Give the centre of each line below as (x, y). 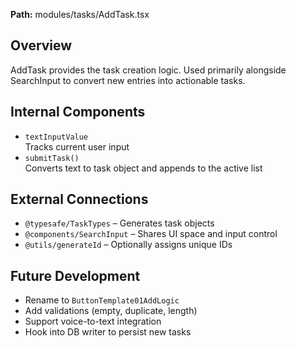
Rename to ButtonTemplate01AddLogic (102, 300)
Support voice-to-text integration (93, 321)
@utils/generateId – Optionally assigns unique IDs (128, 245)
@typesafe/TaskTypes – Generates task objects (119, 223)
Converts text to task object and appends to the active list (143, 168)
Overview (41, 45)
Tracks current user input (77, 146)
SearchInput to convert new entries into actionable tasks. (128, 80)
